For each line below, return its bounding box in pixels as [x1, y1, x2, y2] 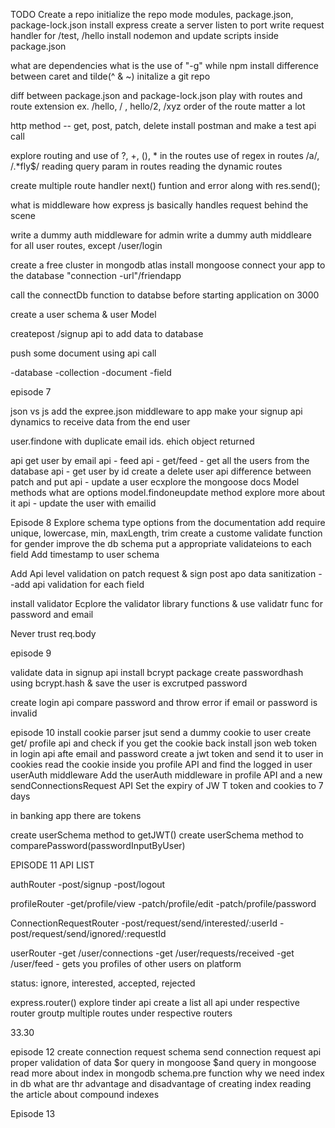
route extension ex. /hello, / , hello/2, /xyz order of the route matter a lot [10, 100, 306, 112]
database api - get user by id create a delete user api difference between [10, 465, 312, 477]
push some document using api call [10, 347, 157, 359]
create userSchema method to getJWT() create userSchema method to [10, 829, 304, 841]
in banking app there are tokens [10, 810, 142, 821]
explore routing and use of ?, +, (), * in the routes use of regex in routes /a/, [10, 150, 320, 161]
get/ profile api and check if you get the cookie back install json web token [10, 737, 318, 749]
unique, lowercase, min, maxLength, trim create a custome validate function [10, 527, 323, 539]
